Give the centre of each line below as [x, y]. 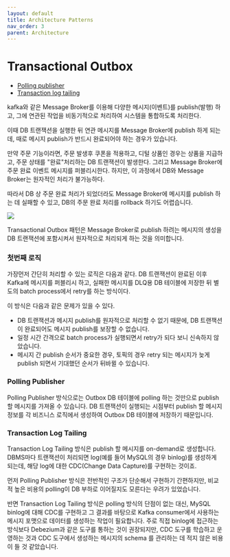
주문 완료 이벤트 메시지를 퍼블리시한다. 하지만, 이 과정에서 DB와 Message [105, 171]
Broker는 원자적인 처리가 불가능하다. [56, 179]
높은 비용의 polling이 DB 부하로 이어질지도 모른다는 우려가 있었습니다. [107, 489]
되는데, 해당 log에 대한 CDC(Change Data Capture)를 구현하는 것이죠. [102, 466]
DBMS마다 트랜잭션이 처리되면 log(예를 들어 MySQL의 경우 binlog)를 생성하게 [112, 457]
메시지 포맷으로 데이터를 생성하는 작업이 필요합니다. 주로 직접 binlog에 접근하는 [113, 521]
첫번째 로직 [24, 258]
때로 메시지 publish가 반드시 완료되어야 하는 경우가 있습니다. [97, 139]
